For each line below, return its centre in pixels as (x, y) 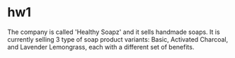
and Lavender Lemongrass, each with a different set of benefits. (101, 47)
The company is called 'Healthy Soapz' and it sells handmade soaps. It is (114, 32)
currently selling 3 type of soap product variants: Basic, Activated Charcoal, (118, 39)
